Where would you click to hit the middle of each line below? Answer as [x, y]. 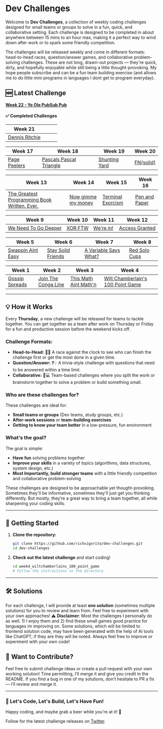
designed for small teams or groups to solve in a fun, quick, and [69, 27]
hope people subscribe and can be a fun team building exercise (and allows [81, 72]
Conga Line [51, 284]
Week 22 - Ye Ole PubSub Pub [36, 104]
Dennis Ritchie [24, 137]
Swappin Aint [23, 250]
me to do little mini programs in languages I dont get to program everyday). [80, 78]
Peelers [17, 165]
